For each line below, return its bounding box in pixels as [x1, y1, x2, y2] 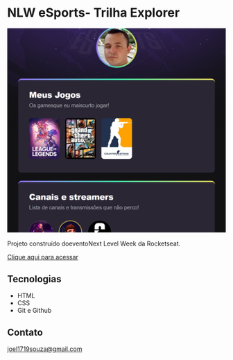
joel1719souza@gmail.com [7, 345, 83, 353]
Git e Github [17, 307, 52, 315]
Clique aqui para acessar [7, 253, 78, 262]
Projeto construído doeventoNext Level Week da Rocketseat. [7, 239, 181, 248]
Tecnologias [7, 273, 62, 285]
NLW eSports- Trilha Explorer [7, 5, 180, 21]
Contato [7, 326, 43, 338]
